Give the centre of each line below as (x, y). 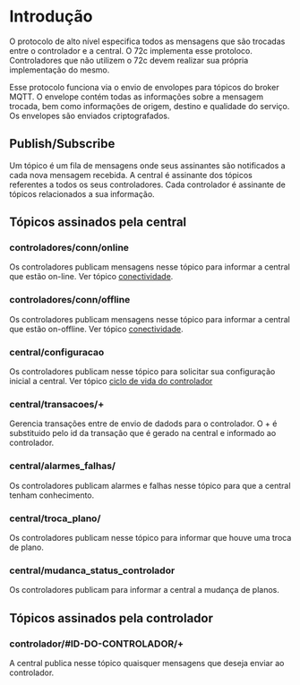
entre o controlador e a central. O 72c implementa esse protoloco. (131, 50)
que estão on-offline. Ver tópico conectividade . (96, 329)
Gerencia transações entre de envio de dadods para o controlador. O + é (143, 424)
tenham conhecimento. (52, 495)
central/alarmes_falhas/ (63, 466)
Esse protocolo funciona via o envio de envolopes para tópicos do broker (144, 87)
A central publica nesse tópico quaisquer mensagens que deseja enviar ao (147, 663)
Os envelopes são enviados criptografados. (90, 116)
